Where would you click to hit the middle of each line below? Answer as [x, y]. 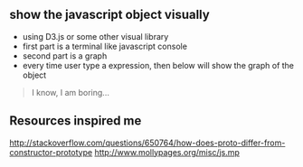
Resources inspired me [76, 121]
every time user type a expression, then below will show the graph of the [158, 65]
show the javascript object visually [109, 15]
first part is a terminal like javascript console [105, 46]
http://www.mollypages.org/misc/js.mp [167, 152]
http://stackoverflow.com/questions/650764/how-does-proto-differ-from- [147, 143]
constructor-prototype [51, 152]
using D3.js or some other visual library [95, 36]
